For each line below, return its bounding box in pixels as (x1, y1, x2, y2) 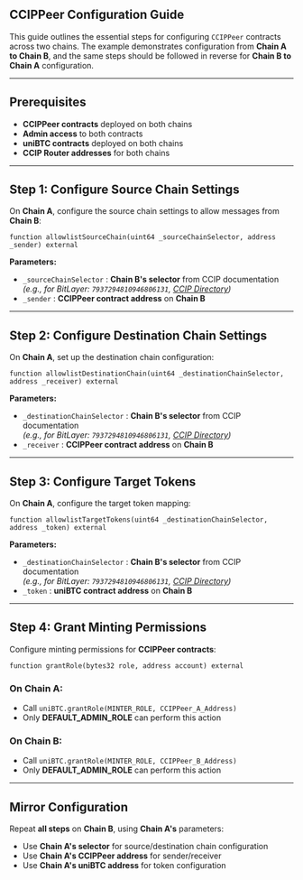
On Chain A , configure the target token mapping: (9, 498, 191, 509)
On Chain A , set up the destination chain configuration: (9, 352, 215, 363)
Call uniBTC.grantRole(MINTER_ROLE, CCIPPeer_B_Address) (22, 755, 237, 766)
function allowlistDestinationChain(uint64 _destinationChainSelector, (9, 369, 284, 378)
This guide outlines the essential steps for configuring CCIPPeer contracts (9, 31, 281, 42)
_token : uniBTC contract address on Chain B (22, 586, 192, 597)
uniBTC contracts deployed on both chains (22, 137, 184, 148)
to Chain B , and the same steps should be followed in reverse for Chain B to (9, 50, 291, 61)
